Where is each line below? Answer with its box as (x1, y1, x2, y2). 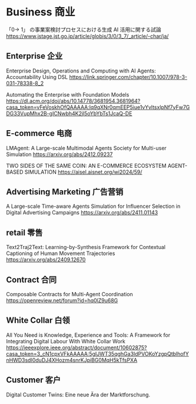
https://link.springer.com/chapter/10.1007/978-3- (69, 73, 188, 80)
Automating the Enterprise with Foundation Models (6, 91, 129, 98)
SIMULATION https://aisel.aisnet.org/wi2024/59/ (24, 168, 142, 175)
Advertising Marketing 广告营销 (6, 187, 124, 197)
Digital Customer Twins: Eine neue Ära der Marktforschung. (6, 391, 151, 398)
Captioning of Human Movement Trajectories (6, 250, 115, 257)
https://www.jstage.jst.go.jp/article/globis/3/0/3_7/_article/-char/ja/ (6, 32, 169, 39)
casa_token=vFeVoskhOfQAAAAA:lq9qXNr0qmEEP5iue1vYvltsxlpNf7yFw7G (6, 104, 190, 111)
